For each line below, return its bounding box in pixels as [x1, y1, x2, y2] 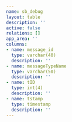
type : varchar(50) [11, 69, 57, 74]
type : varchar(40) [11, 52, 57, 58]
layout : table [6, 14, 41, 20]
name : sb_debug [6, 8, 43, 15]
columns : [6, 42, 28, 48]
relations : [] [6, 30, 41, 36]
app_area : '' [6, 36, 38, 42]
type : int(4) [11, 85, 43, 91]
